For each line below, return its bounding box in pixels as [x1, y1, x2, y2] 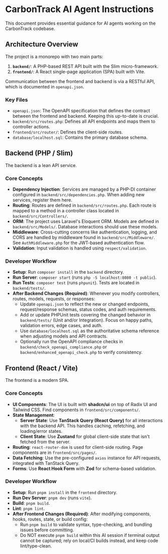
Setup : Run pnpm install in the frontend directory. [12, 489, 117, 495]
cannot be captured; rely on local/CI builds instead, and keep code [20, 537, 158, 543]
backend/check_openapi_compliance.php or [20, 344, 107, 350]
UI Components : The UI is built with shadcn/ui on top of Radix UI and [12, 401, 157, 407]
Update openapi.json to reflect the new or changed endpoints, [20, 301, 149, 307]
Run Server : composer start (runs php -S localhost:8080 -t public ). [12, 274, 157, 280]
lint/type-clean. [20, 542, 52, 549]
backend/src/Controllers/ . [12, 213, 68, 219]
